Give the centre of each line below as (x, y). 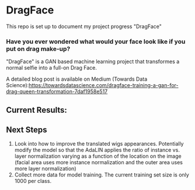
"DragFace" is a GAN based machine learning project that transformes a (93, 61)
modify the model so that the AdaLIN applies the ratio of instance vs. (97, 150)
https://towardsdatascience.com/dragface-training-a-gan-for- (103, 85)
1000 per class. (33, 181)
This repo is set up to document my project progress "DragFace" (84, 26)
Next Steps (27, 130)
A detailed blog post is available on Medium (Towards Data (77, 79)
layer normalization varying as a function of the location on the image (98, 156)
